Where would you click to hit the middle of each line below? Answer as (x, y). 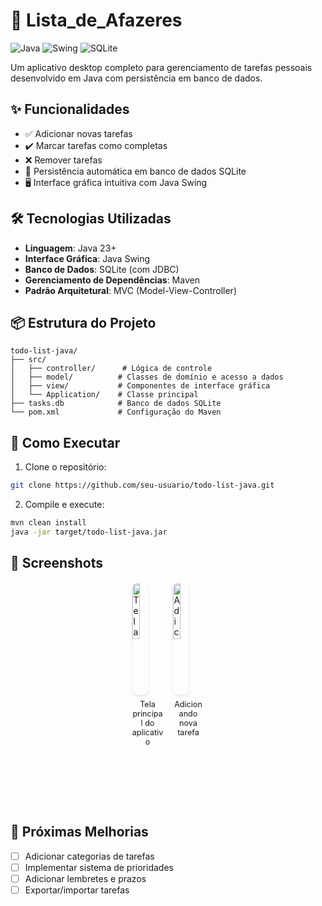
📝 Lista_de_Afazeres (96, 20)
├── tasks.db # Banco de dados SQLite (116, 404)
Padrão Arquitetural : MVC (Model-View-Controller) (130, 290)
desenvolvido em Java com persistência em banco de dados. (136, 78)
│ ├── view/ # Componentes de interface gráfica (140, 386)
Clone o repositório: (65, 467)
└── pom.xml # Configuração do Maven (116, 412)
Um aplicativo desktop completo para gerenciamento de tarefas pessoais (161, 67)
